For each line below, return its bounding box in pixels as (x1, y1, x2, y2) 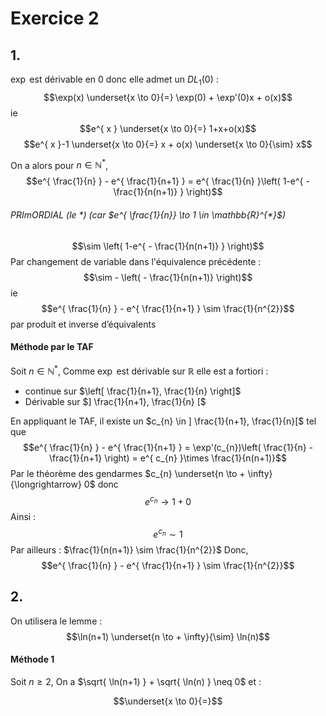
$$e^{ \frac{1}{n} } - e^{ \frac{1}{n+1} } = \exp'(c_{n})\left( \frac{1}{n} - (22, 441, 314, 453)
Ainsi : (10, 511, 37, 523)
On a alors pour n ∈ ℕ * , (10, 157, 109, 171)
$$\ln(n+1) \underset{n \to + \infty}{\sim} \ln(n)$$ (66, 630, 270, 642)
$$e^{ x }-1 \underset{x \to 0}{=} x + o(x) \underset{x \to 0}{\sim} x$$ (23, 138, 313, 150)
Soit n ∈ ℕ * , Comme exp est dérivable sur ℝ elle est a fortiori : (10, 363, 269, 377)
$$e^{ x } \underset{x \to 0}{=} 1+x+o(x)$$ (79, 122, 257, 134)
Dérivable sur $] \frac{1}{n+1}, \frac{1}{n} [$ (24, 395, 207, 407)
